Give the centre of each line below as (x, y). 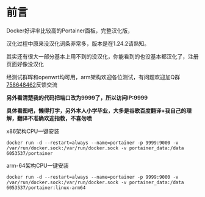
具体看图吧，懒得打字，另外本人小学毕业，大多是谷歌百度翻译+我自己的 (96, 110)
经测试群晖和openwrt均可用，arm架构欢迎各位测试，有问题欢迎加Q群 (93, 77)
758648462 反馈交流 (32, 84)
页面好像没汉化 (25, 64)
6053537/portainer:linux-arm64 (46, 188)
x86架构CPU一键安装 (33, 131)
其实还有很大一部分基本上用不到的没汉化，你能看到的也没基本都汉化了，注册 (103, 56)
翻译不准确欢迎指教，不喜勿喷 (54, 118)
